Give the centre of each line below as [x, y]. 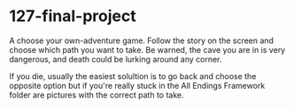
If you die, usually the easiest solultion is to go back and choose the [133, 76]
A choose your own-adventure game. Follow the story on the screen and [142, 40]
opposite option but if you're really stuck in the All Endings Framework [137, 85]
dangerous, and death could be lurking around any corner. [116, 59]
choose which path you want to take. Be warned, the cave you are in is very [147, 49]
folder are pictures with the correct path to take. [97, 95]
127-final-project [73, 16]
